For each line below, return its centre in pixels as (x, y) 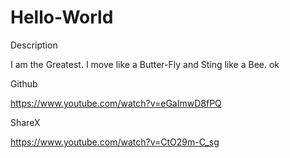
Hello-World (62, 17)
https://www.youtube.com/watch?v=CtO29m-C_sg (115, 142)
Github (24, 83)
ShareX (25, 122)
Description (34, 45)
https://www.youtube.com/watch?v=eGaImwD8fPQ (116, 103)
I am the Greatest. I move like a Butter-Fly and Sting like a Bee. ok (145, 64)
